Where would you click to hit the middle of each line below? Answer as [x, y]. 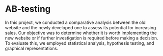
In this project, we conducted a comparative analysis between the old [75, 22]
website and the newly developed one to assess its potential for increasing [81, 27]
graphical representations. [32, 48]
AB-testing [28, 9]
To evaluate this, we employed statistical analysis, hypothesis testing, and [80, 43]
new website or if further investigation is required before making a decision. [82, 38]
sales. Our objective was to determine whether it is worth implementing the [81, 33]
